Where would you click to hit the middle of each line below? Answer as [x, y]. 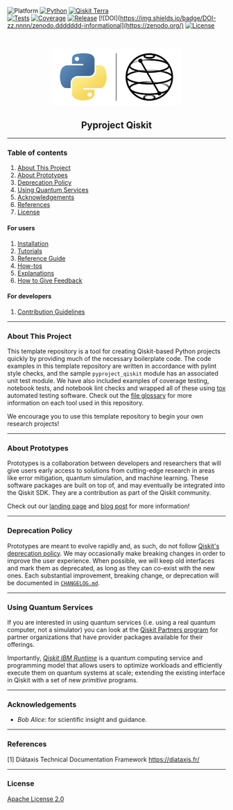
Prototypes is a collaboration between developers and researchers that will [114, 463]
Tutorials [30, 251]
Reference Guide [41, 258]
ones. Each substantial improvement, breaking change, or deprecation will [113, 575]
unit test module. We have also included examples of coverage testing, [108, 381]
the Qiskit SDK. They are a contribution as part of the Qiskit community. [109, 493]
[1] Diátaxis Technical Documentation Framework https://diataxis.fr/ [103, 759]
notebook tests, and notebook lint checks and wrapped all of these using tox [116, 388]
